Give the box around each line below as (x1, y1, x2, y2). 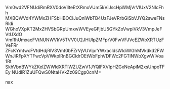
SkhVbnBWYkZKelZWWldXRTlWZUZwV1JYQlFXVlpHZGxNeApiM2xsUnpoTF (5, 64, 165, 70)
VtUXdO (5, 32, 23, 37)
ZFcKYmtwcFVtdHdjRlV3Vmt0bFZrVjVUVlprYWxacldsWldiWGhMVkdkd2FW (5, 48, 164, 53)
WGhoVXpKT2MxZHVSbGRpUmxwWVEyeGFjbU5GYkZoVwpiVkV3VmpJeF (5, 26, 162, 32)
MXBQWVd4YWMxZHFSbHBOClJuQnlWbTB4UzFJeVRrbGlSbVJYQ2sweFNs (5, 15, 165, 21)
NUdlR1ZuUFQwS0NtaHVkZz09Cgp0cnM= (12, 69, 102, 75)
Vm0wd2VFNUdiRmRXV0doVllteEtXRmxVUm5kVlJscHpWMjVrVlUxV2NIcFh (5, 5, 164, 10)
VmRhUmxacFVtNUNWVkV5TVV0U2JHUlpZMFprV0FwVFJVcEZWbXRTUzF (5, 37, 164, 43)
